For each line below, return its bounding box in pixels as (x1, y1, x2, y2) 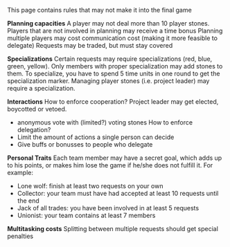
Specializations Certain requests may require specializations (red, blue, (7, 55, 213, 63)
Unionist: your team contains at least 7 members (17, 211, 156, 219)
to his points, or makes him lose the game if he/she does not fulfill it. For (7, 161, 213, 169)
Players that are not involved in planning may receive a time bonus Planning (7, 27, 223, 35)
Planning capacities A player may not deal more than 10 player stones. (7, 19, 210, 27)
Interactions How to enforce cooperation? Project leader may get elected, (7, 98, 219, 106)
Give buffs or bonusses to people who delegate (17, 140, 153, 148)
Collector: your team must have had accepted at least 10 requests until (17, 190, 219, 197)
